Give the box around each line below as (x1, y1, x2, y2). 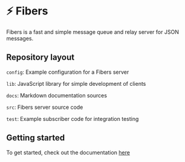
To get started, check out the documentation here (6, 149, 130, 156)
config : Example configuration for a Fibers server (6, 68, 129, 76)
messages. (6, 34, 34, 42)
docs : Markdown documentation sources (6, 91, 108, 99)
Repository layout (6, 52, 74, 63)
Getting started (6, 133, 65, 143)
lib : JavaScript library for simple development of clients (6, 80, 146, 87)
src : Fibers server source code (6, 103, 83, 111)
